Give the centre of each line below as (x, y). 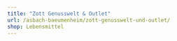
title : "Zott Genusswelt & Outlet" (59, 14)
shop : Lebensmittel (36, 26)
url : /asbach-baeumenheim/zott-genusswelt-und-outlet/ (89, 20)
